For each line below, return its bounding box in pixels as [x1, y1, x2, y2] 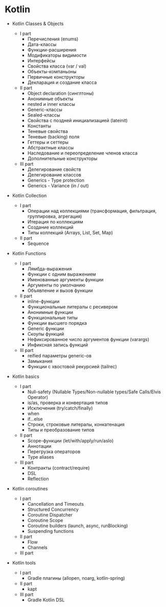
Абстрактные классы [27, 144, 74, 150]
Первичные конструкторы [27, 74, 85, 80]
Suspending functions [27, 528, 74, 534]
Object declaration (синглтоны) [27, 90, 94, 96]
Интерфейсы [27, 57, 56, 63]
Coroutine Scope [27, 517, 63, 523]
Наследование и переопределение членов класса [27, 150, 138, 156]
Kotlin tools [12, 559, 36, 566]
